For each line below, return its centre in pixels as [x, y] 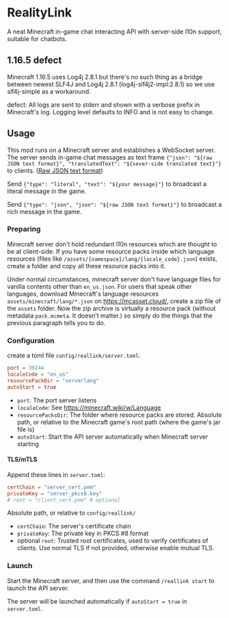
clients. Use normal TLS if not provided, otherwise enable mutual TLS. [116, 548]
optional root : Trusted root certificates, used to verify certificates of [112, 541]
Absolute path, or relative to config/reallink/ [71, 513]
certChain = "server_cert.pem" [52, 487]
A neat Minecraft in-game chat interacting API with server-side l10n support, [114, 31]
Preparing [24, 229]
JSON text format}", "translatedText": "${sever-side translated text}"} [114, 164]
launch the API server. [38, 588]
